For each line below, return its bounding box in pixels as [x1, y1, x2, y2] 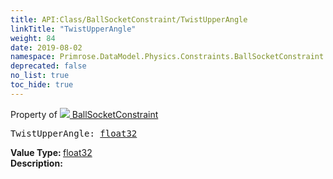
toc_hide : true [10, 80, 74, 90]
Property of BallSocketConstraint [10, 108, 159, 120]
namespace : [10, 52, 56, 62]
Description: [10, 157, 63, 169]
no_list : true [10, 71, 70, 81]
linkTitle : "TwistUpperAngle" [10, 24, 137, 34]
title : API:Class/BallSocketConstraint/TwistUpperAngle [10, 14, 248, 25]
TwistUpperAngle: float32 [10, 127, 138, 139]
